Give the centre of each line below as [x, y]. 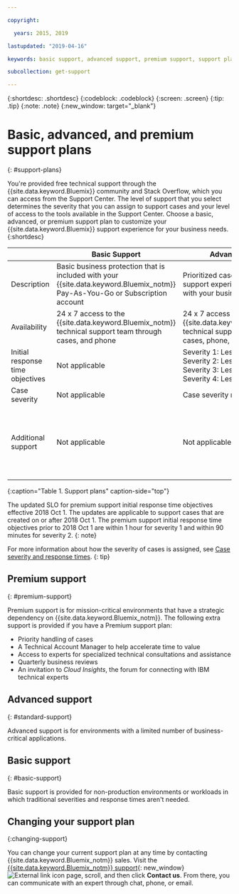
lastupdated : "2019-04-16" [47, 46]
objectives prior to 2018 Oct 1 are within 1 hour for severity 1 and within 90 [116, 528]
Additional [28, 438]
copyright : [23, 20]
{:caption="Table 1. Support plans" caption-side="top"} [88, 491]
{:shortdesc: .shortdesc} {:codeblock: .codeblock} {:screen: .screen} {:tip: [116, 99]
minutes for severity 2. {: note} [52, 536]
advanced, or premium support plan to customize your [87, 221]
